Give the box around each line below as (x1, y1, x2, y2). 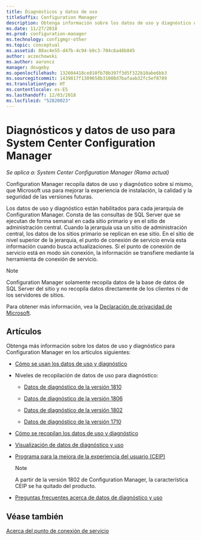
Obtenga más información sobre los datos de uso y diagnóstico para (6, 342, 175, 350)
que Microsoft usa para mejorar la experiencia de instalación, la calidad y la (6, 187, 193, 194)
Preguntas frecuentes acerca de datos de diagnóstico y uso (14, 494, 163, 501)
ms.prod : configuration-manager (6, 31, 87, 37)
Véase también (6, 511, 64, 521)
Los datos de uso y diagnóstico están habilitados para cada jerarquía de (6, 205, 184, 212)
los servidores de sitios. (6, 291, 65, 298)
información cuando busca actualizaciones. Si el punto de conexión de (6, 243, 181, 250)
